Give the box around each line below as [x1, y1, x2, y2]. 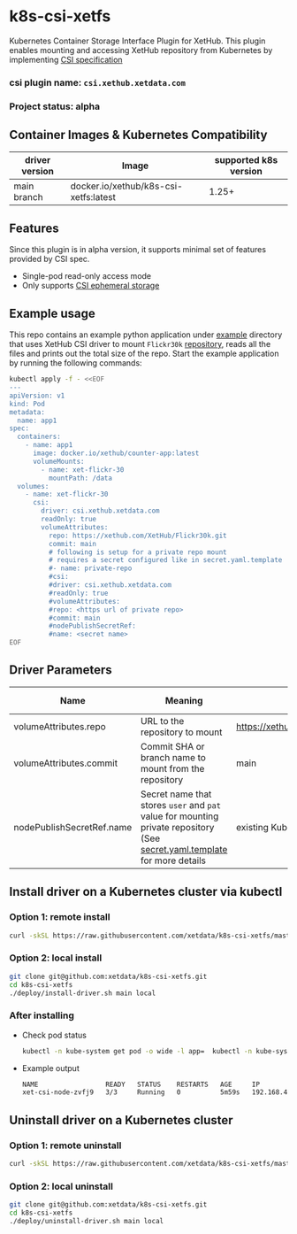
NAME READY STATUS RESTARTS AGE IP [21, 1080, 261, 1089]
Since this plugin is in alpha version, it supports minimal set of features [9, 244, 267, 255]
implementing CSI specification [9, 54, 123, 65]
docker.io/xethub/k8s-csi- [70, 180, 183, 192]
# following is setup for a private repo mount [48, 547, 227, 557]
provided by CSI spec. [9, 254, 90, 265]
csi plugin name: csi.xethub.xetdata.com [9, 76, 186, 89]
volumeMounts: [32, 457, 86, 466]
